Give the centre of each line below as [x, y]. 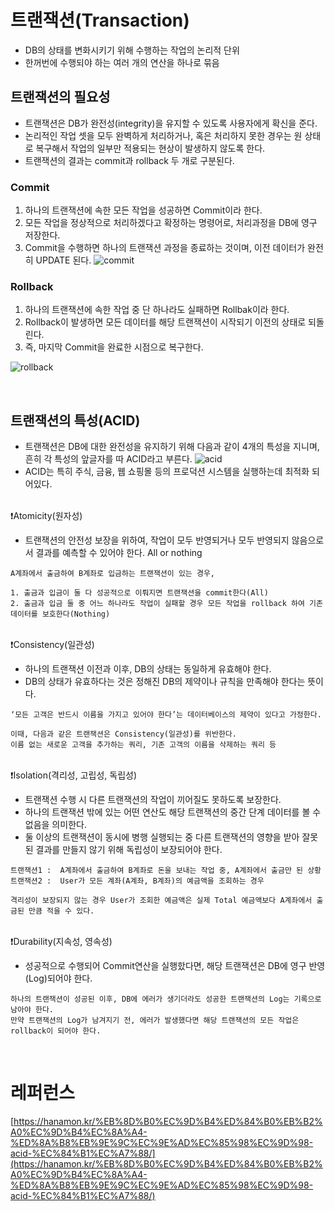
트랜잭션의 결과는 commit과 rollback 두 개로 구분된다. [129, 160]
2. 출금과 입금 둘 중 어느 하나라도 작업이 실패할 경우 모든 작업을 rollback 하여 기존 [166, 604]
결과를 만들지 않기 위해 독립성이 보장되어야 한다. [129, 850]
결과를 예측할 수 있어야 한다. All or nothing [119, 553]
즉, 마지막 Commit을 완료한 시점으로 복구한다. [114, 347]
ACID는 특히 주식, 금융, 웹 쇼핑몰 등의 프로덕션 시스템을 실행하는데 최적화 [167, 472]
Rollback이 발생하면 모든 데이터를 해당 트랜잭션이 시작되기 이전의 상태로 [165, 322]
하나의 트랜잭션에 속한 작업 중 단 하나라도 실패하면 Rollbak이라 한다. [157, 310]
